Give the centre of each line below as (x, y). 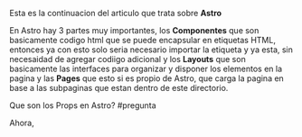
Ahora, (22, 123)
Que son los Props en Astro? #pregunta (83, 105)
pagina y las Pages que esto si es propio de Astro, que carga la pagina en (147, 78)
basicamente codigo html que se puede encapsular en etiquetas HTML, (142, 40)
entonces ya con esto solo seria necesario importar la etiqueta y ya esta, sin (151, 50)
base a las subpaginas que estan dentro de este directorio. (119, 88)
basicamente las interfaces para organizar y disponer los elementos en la (146, 68)
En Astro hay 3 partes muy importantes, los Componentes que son (134, 30)
